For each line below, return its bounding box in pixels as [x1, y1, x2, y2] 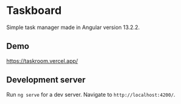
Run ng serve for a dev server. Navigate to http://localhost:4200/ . [6, 91, 176, 98]
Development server [6, 75, 86, 85]
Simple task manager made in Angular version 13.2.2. [6, 24, 140, 31]
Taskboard [6, 4, 62, 18]
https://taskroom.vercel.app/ [6, 57, 78, 64]
